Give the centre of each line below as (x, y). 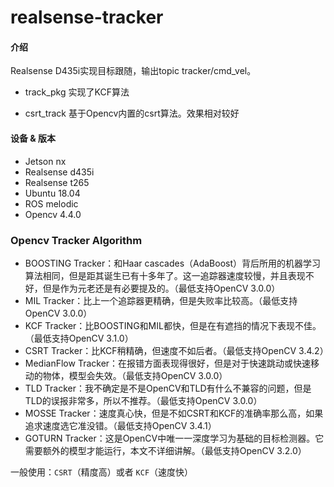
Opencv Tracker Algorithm (76, 240)
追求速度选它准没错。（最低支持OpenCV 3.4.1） (120, 425)
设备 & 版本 (33, 138)
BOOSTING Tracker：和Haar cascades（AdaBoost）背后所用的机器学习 (173, 263)
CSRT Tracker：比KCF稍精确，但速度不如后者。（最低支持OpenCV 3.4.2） (176, 350)
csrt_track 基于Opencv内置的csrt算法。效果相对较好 (132, 113)
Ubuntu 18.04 (52, 193)
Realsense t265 (57, 182)
